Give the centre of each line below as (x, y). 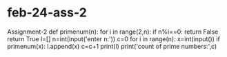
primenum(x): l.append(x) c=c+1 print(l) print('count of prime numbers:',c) (112, 46)
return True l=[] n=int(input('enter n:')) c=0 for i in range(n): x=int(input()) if (114, 38)
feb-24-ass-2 (47, 13)
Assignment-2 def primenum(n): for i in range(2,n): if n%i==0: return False (113, 32)
